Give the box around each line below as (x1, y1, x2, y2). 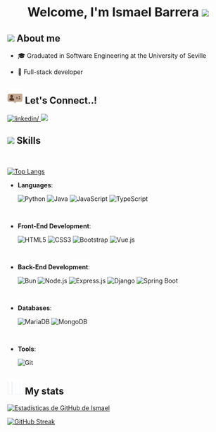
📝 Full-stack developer (17, 68, 83, 76)
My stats (24, 385, 65, 397)
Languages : (17, 180, 53, 189)
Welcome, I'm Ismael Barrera (27, 4, 199, 20)
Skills (16, 135, 41, 147)
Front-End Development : (17, 221, 91, 230)
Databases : (17, 304, 52, 312)
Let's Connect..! (24, 94, 97, 106)
